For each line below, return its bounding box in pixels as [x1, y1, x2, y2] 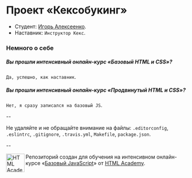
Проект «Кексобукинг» [6, 4, 127, 17]
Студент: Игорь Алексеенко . [14, 23, 86, 30]
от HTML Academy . [97, 159, 146, 166]
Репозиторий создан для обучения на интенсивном [25, 153, 156, 160]
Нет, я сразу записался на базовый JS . [6, 101, 103, 109]
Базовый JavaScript [45, 159, 94, 166]
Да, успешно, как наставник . [6, 73, 76, 80]
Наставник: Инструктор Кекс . [14, 29, 86, 36]
